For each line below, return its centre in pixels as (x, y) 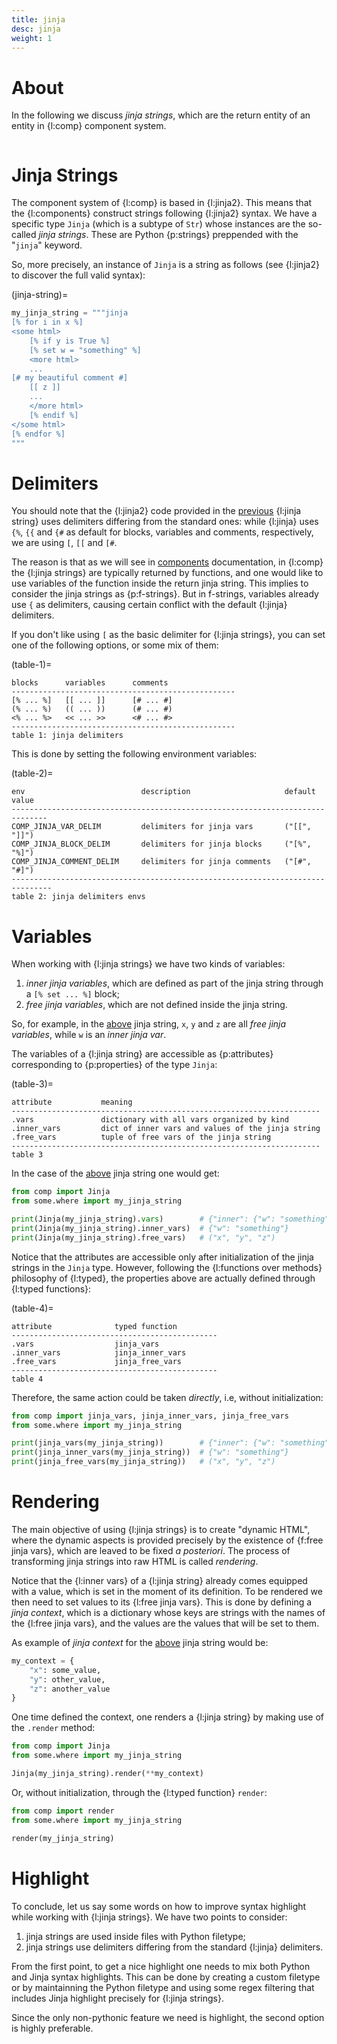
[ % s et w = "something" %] (85, 350)
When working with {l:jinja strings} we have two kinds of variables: (148, 964)
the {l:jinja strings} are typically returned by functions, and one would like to (167, 573)
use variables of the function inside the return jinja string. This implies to (160, 583)
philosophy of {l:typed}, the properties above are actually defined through (163, 1278)
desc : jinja (36, 29)
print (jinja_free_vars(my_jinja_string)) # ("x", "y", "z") (143, 1462)
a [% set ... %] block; (72, 994)
